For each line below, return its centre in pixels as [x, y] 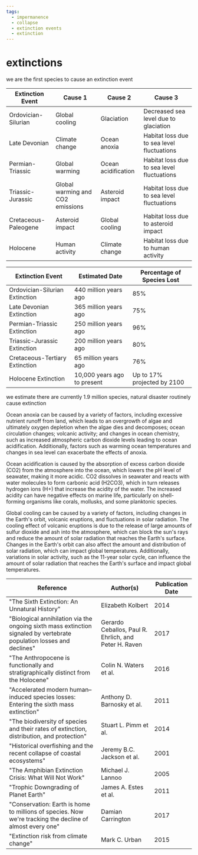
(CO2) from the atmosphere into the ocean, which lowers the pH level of [94, 470]
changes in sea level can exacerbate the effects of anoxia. [77, 453]
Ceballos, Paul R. [124, 630]
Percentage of [161, 273]
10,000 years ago [99, 375]
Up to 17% [148, 375]
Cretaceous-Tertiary [38, 358]
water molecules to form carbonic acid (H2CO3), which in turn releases [93, 483]
